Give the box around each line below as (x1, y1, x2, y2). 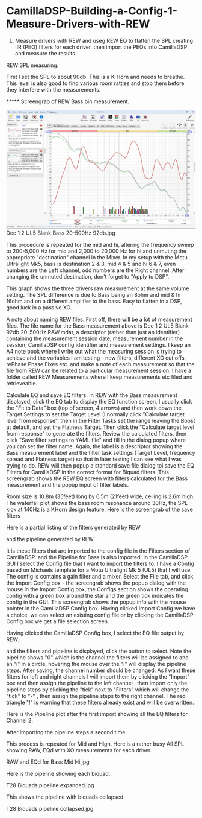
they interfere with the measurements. (6, 86, 101, 93)
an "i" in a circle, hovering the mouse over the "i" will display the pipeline (6, 660, 186, 667)
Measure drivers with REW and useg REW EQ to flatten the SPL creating (14, 37, 194, 44)
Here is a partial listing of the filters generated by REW (6, 524, 141, 531)
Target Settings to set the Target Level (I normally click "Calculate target (6, 410, 185, 417)
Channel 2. (6, 717, 33, 724)
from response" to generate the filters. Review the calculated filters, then (6, 430, 187, 437)
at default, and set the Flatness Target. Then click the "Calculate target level (6, 423, 194, 431)
